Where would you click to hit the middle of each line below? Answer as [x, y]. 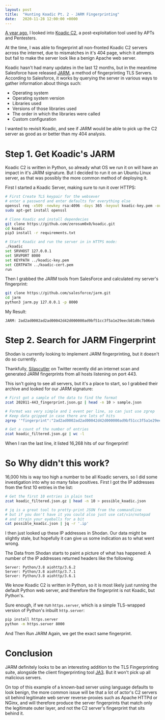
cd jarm [13, 298]
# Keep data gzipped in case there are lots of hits [60, 416]
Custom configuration [34, 119]
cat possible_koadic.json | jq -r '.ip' [47, 524]
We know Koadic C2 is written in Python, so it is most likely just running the [81, 585]
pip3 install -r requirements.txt [41, 233]
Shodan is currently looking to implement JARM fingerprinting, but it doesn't [82, 354]
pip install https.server [31, 619]
